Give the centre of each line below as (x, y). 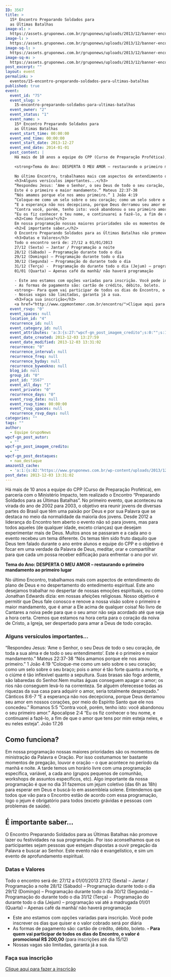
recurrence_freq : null (34, 356)
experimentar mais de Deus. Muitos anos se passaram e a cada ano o (78, 533)
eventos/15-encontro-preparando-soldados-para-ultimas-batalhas (79, 81)
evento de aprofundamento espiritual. (45, 856)
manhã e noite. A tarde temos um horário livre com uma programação (78, 768)
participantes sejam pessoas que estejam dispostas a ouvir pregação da (81, 845)
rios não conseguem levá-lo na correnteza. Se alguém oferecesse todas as (84, 686)
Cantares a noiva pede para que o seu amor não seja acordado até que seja (85, 613)
